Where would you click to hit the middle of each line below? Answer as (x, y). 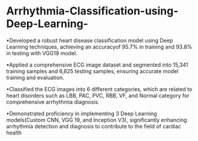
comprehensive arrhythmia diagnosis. (53, 102)
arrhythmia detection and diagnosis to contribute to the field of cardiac (94, 126)
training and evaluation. (35, 77)
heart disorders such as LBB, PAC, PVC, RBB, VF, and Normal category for (98, 95)
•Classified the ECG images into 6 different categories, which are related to (99, 89)
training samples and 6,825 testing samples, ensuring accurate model (92, 71)
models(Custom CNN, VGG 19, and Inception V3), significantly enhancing (97, 120)
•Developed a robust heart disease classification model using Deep (90, 40)
